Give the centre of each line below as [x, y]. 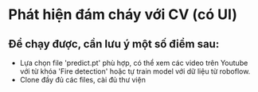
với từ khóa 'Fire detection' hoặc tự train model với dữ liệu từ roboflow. [135, 71]
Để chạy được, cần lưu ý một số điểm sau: [114, 44]
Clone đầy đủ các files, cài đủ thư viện [82, 80]
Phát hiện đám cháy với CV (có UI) [123, 15]
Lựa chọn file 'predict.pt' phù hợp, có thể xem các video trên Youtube [134, 63]
